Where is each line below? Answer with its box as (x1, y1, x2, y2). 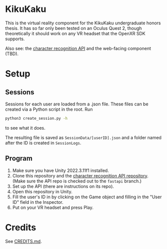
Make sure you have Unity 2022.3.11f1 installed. (12, 167, 109, 173)
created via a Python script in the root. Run (5, 106, 93, 112)
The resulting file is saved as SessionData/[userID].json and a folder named (5, 134, 162, 140)
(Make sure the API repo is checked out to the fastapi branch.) (12, 178, 142, 184)
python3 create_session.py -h (5, 116, 68, 121)
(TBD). (5, 51, 19, 57)
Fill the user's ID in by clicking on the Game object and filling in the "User (12, 194, 162, 200)
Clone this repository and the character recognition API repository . (12, 172, 149, 178)
